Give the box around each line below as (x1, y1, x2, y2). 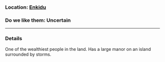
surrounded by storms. (5, 51, 52, 57)
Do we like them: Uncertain (5, 16, 71, 23)
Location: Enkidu (5, 4, 47, 11)
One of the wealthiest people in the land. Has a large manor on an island (5, 46, 151, 52)
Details (5, 35, 23, 42)
